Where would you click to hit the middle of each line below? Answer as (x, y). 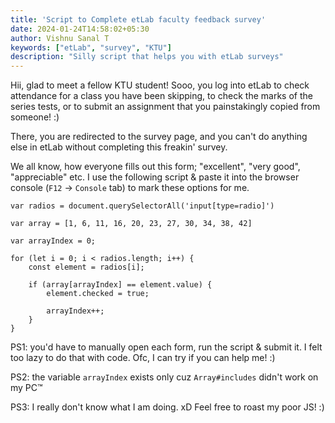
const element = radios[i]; (86, 267)
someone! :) (35, 117)
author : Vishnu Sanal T (60, 38)
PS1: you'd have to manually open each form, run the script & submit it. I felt (166, 347)
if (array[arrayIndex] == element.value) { (120, 285)
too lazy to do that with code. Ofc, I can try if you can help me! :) (143, 358)
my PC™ (26, 388)
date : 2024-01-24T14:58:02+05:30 (80, 29)
